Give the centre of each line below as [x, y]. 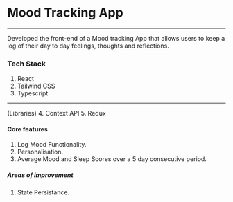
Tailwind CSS [36, 86]
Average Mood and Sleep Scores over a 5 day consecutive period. [112, 159]
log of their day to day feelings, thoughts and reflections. [88, 46]
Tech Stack [27, 64]
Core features [28, 129]
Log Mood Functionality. [52, 145]
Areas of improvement [41, 175]
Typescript [33, 93]
